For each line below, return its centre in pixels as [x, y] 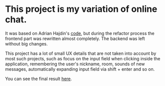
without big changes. [26, 43]
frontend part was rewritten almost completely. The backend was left [75, 39]
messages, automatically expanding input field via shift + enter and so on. [80, 69]
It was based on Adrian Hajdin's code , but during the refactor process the [80, 33]
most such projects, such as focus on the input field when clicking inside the [83, 58]
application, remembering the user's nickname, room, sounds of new [75, 64]
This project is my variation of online [81, 9]
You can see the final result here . [39, 79]
